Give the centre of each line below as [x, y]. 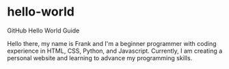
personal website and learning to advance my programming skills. [100, 57]
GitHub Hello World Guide [43, 30]
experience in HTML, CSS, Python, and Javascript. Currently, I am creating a [115, 51]
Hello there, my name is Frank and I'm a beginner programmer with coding [112, 43]
